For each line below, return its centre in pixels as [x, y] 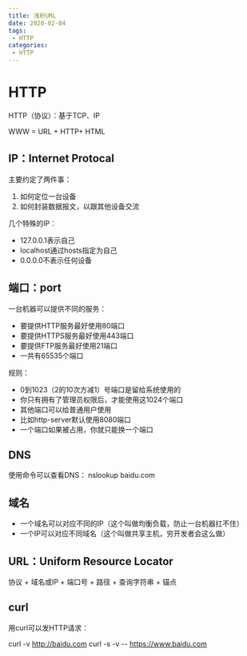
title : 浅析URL [32, 16]
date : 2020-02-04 [37, 23]
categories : [28, 46]
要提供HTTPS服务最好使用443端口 [77, 336]
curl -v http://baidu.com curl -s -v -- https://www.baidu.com [108, 643]
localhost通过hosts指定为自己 [68, 250]
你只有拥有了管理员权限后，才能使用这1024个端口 [102, 400]
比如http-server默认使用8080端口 [76, 419]
